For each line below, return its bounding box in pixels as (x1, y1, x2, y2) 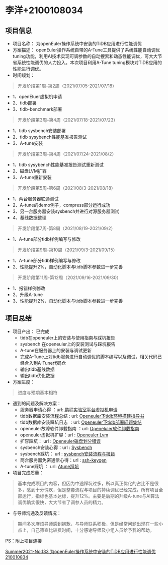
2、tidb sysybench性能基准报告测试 (12, 134, 87, 140)
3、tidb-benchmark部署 (12, 106, 62, 112)
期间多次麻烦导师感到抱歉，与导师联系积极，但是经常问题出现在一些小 (17, 521, 163, 527)
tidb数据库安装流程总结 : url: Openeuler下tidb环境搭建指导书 (20, 413, 144, 419)
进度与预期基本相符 (17, 389, 58, 395)
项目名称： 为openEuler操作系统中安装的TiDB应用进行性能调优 (12, 41, 142, 46)
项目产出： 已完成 (12, 328, 49, 334)
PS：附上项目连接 (5, 538, 42, 544)
